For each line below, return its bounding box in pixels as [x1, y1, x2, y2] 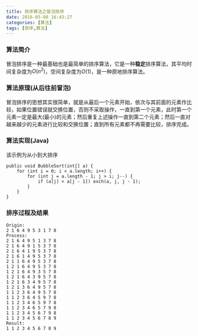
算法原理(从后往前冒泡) [6, 84, 71, 92]
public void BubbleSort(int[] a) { [6, 163, 94, 169]
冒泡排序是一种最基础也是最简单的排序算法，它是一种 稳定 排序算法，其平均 [6, 60, 187, 67]
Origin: [6, 222, 25, 229]
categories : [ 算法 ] [6, 19, 52, 25]
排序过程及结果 [6, 209, 49, 217]
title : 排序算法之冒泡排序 [6, 8, 65, 15]
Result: [6, 321, 25, 327]
